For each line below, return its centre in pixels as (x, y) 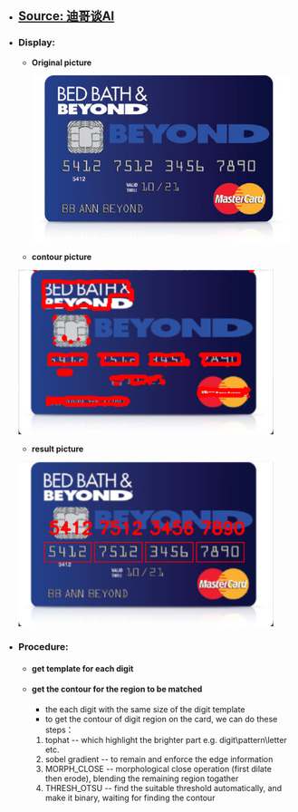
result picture (58, 449)
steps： (59, 730)
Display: (37, 43)
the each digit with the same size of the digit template (145, 709)
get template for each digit (82, 668)
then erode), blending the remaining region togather (142, 778)
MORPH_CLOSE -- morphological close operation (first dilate (158, 768)
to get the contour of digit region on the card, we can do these (161, 719)
